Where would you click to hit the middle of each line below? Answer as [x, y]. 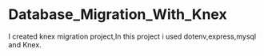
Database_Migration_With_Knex [118, 15]
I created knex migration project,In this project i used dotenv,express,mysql [132, 36]
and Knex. [25, 44]
